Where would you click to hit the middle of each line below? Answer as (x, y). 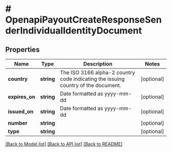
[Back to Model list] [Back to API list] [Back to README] (64, 144)
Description (98, 64)
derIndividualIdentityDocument (74, 31)
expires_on (21, 97)
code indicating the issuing (92, 79)
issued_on (21, 112)
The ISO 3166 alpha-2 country (98, 72)
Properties (23, 49)
